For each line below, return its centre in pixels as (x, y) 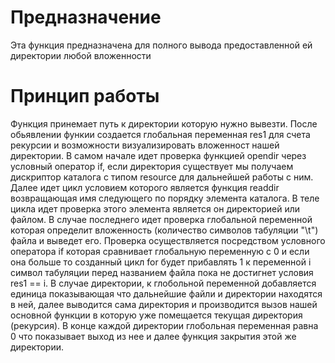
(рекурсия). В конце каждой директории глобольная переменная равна (164, 325)
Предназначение (86, 17)
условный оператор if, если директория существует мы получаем (152, 166)
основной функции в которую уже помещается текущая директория (156, 315)
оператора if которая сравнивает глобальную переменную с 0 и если (160, 251)
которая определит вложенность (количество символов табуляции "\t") (164, 230)
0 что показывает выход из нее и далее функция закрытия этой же (153, 336)
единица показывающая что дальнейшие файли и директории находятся (166, 293)
